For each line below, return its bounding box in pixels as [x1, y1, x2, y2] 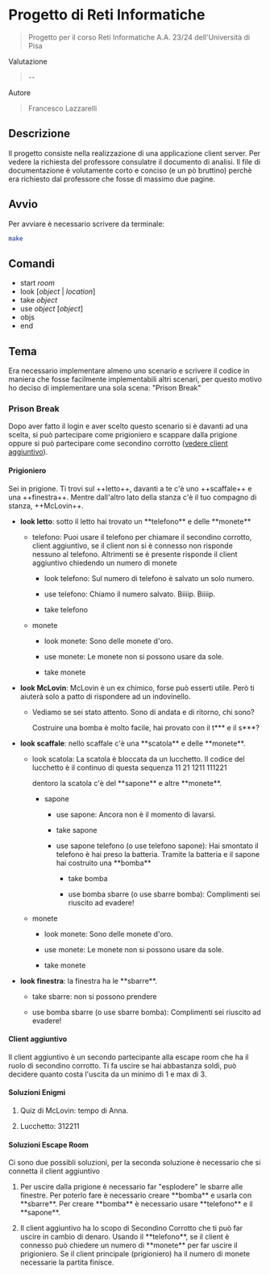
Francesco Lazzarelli [27, 103, 98, 113]
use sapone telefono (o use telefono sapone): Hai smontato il [56, 841, 259, 851]
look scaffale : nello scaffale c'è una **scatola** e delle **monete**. [19, 738, 246, 748]
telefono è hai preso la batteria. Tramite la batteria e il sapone [56, 849, 260, 859]
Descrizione [8, 127, 71, 140]
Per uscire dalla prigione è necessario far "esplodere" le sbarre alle [19, 1182, 243, 1192]
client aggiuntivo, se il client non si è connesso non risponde [31, 541, 234, 550]
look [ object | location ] [19, 286, 96, 296]
